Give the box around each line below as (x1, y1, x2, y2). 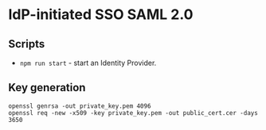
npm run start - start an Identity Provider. (19, 58, 157, 67)
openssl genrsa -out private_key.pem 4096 (8, 101, 151, 110)
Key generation (8, 81, 86, 94)
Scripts (8, 37, 45, 51)
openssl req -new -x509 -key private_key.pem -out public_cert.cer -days (8, 109, 259, 117)
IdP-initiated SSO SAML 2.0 (8, 6, 194, 24)
